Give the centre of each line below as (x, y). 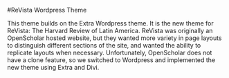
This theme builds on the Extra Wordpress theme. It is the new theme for (111, 23)
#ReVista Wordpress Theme (47, 10)
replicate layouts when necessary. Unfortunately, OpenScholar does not (110, 52)
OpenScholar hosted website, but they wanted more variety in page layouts (115, 38)
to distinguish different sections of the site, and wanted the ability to (104, 45)
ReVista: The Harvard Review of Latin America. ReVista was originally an (110, 31)
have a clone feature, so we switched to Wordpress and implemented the (111, 60)
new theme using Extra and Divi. (53, 67)
